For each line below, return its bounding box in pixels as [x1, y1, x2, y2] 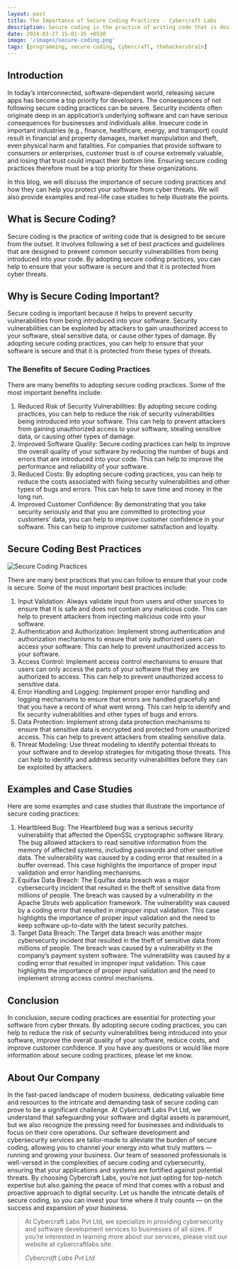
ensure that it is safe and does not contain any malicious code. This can [17, 604, 227, 613]
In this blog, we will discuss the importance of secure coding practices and [7, 177, 227, 186]
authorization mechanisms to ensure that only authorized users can [17, 634, 215, 643]
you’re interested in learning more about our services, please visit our [24, 1232, 228, 1241]
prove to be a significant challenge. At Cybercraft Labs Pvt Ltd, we [7, 1105, 201, 1114]
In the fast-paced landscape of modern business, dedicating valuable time [7, 1090, 225, 1099]
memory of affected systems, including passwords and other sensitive [17, 846, 223, 855]
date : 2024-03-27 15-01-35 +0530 [7, 30, 106, 38]
